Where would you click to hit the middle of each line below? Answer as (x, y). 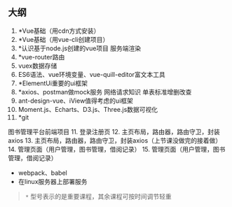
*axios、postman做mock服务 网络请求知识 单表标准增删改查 (105, 92)
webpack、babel (42, 173)
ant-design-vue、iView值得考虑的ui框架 (76, 101)
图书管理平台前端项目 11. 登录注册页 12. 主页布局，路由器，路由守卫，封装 (114, 131)
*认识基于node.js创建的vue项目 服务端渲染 (80, 48)
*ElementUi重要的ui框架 (53, 83)
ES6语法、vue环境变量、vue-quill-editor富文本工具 (91, 74)
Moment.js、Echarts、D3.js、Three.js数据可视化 (88, 109)
